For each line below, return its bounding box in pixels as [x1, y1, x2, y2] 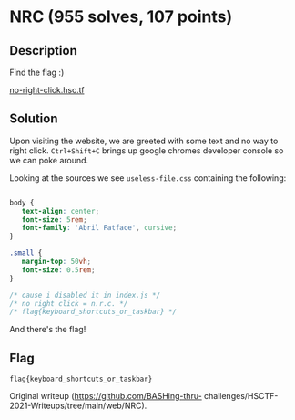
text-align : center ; [21, 206, 100, 215]
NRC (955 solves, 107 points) [9, 6, 233, 27]
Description [9, 43, 77, 58]
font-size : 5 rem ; [21, 215, 88, 225]
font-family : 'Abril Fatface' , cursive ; [21, 224, 178, 233]
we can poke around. [9, 154, 89, 165]
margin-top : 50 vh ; [21, 257, 92, 267]
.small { [9, 248, 43, 257]
